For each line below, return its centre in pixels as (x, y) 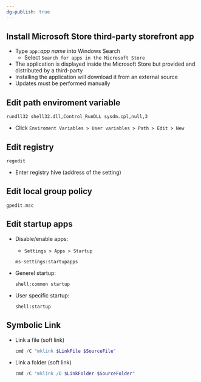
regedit (16, 161)
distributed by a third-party (49, 71)
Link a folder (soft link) (43, 363)
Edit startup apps (39, 224)
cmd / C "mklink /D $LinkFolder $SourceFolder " (75, 374)
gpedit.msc (20, 205)
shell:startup (33, 307)
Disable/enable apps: (42, 238)
